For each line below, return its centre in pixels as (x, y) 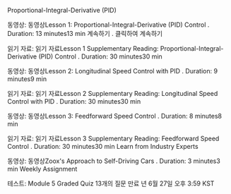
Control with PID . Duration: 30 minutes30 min (74, 101)
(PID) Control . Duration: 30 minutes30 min (100, 56)
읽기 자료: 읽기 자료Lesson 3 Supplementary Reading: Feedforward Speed (113, 138)
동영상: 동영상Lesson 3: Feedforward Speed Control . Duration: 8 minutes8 (115, 116)
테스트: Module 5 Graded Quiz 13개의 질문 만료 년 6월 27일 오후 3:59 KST (111, 183)
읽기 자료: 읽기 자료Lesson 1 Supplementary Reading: (83, 48)
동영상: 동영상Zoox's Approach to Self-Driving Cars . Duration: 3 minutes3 (114, 161)
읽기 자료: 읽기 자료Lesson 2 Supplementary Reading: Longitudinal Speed (113, 93)
